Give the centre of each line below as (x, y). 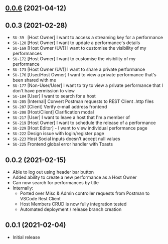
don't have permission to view (44, 91)
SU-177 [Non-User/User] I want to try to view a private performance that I (88, 85)
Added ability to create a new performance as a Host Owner (74, 177)
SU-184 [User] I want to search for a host (54, 96)
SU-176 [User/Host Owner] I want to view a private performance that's (84, 75)
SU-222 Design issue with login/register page (58, 134)
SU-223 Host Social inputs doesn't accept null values (66, 139)
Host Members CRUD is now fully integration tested (73, 204)
